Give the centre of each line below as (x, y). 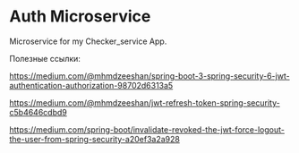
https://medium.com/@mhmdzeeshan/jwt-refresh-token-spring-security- (145, 102)
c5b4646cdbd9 (38, 112)
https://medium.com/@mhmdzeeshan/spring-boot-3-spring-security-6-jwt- (149, 76)
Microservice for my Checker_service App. (88, 41)
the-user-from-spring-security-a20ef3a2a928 (95, 139)
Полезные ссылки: (45, 58)
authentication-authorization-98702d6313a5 (91, 85)
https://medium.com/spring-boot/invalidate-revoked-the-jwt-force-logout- (147, 129)
